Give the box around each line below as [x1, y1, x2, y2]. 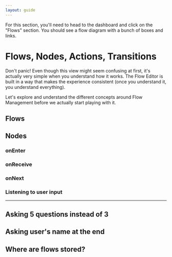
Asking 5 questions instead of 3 [5, 210, 109, 218]
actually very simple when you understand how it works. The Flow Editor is [5, 73, 163, 79]
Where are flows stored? [5, 245, 85, 253]
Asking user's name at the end [5, 227, 105, 236]
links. [5, 32, 17, 39]
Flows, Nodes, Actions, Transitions [5, 50, 157, 62]
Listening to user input [5, 189, 62, 196]
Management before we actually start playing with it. [5, 99, 116, 105]
